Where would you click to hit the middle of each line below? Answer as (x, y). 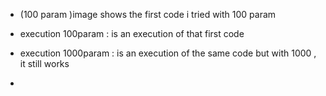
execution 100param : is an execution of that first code (132, 33)
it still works (44, 63)
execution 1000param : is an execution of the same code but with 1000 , (168, 53)
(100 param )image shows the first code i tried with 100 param (148, 14)
